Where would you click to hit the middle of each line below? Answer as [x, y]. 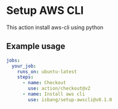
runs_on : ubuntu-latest [47, 71]
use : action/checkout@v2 [59, 88]
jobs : [13, 60]
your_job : [24, 66]
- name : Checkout [44, 83]
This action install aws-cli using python [55, 27]
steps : [25, 77]
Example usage [36, 46]
